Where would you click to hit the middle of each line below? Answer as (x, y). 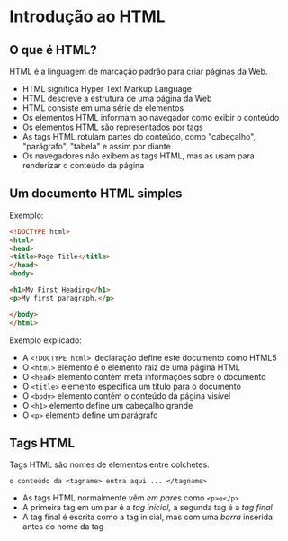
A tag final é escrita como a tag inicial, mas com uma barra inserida (147, 517)
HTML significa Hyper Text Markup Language (107, 89)
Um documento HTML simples (96, 194)
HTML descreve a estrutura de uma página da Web (117, 98)
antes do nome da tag (63, 527)
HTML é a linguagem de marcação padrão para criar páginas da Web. (139, 71)
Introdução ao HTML (87, 17)
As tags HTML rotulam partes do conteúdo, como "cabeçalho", (139, 136)
